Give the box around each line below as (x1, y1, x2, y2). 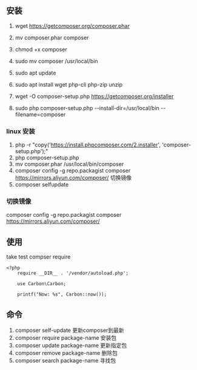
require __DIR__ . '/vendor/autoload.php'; (17, 270, 129, 277)
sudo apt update (15, 69, 56, 76)
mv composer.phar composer (15, 34, 89, 41)
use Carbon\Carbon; (17, 281, 67, 287)
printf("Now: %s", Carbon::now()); (17, 291, 107, 298)
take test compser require (6, 253, 71, 260)
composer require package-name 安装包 (15, 334, 117, 342)
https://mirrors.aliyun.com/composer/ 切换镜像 (15, 174, 132, 182)
